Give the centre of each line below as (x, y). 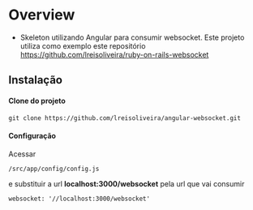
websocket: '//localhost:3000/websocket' (79, 199)
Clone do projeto (37, 101)
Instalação (36, 80)
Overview (42, 15)
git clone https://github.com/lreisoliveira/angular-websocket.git (125, 118)
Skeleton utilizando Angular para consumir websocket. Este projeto (132, 37)
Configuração (32, 136)
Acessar (22, 154)
